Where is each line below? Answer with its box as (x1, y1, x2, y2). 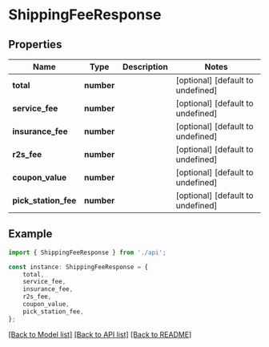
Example (8, 227, 53, 241)
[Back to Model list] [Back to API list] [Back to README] (8, 329, 192, 339)
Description (122, 62, 168, 72)
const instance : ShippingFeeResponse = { (8, 263, 149, 271)
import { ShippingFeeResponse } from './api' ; (8, 248, 167, 256)
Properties (8, 38, 62, 51)
